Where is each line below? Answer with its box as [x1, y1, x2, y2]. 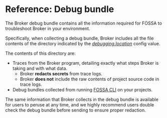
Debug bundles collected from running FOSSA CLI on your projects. [12, 86, 153, 92]
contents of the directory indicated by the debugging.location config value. [5, 40, 160, 46]
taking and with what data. [12, 65, 68, 71]
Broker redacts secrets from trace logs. [20, 70, 103, 76]
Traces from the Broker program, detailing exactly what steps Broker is [12, 60, 159, 66]
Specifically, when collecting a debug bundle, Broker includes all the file [5, 35, 154, 41]
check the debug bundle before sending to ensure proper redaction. [5, 107, 146, 113]
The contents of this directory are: [5, 50, 76, 56]
